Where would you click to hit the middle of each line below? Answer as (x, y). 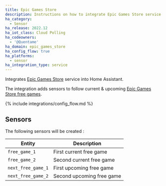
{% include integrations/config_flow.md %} (49, 104)
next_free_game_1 (28, 168)
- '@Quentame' (24, 42)
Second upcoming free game (87, 176)
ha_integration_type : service (37, 65)
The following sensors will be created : (45, 131)
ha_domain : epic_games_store (35, 47)
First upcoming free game (83, 168)
